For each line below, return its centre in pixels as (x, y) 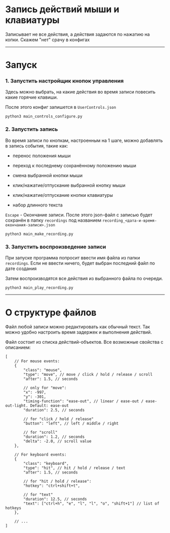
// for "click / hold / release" (59, 419)
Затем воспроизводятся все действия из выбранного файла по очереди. (84, 279)
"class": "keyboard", (46, 463)
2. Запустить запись (32, 129)
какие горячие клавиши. (32, 97)
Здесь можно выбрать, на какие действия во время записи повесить (80, 92)
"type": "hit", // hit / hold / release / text (74, 468)
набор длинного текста (38, 205)
